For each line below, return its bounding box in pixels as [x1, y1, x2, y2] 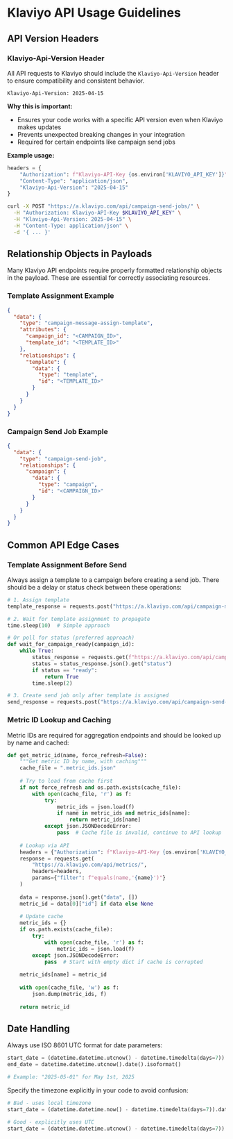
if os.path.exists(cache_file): [19, 926, 113, 933]
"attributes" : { [19, 326, 67, 333]
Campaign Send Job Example [7, 426, 109, 436]
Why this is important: [7, 102, 73, 110]
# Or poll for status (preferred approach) [7, 634, 135, 642]
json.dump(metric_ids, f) [32, 990, 107, 997]
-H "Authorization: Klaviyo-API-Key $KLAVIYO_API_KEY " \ [13, 210, 182, 217]
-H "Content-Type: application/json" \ [13, 222, 129, 229]
